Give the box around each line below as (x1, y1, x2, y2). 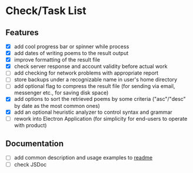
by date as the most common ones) (14, 102, 101, 109)
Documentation (5, 139, 64, 149)
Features (5, 28, 39, 38)
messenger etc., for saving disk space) (14, 89, 109, 96)
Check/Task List (5, 4, 86, 18)
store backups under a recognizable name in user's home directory (14, 76, 178, 83)
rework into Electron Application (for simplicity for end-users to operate (14, 115, 188, 122)
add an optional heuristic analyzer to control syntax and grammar (14, 108, 173, 116)
